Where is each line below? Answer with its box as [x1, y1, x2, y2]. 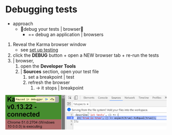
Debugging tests [5, 4, 78, 15]
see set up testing [20, 47, 58, 53]
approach [12, 20, 33, 27]
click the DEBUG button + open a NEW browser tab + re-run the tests [12, 52, 159, 58]
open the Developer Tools [20, 63, 76, 69]
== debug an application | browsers [28, 31, 104, 37]
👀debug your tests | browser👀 [20, 26, 83, 32]
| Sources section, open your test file [20, 68, 99, 75]
